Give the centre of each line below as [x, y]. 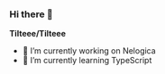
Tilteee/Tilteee [37, 34]
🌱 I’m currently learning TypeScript [87, 61]
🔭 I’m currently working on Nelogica [89, 51]
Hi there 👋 [32, 14]
